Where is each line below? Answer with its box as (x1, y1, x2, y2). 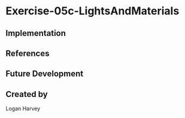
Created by (5, 89, 48, 99)
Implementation (5, 28, 66, 38)
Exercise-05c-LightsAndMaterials (5, 4, 180, 18)
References (5, 48, 50, 58)
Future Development (5, 69, 84, 79)
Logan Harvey (5, 105, 41, 112)
